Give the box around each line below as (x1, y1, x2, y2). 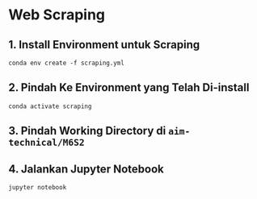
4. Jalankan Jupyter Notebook (8, 162, 164, 176)
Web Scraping (8, 6, 106, 24)
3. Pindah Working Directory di (8, 124, 166, 138)
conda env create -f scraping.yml (8, 59, 125, 67)
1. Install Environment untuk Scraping (8, 38, 200, 52)
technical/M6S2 (8, 137, 85, 148)
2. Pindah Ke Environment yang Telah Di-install (8, 81, 250, 94)
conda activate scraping (8, 102, 92, 110)
